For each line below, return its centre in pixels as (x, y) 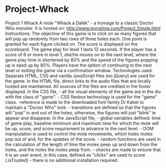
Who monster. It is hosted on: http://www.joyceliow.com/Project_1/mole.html (83, 28)
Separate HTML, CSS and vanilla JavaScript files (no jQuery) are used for (80, 76)
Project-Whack (37, 9)
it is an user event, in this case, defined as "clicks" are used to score (75, 155)
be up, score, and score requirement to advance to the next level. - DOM (80, 128)
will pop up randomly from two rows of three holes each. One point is (76, 39)
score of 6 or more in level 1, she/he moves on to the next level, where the (81, 54)
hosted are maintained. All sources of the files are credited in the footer (78, 86)
